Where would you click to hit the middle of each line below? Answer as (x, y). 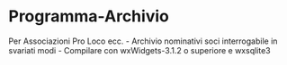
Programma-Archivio (89, 16)
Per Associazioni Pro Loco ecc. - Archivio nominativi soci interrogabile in (143, 41)
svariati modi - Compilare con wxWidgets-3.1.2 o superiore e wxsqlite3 (139, 50)
